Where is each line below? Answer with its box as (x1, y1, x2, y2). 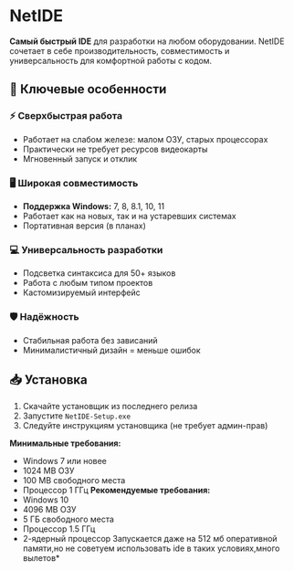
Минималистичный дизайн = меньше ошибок (22, 344, 201, 355)
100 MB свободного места (22, 475, 126, 486)
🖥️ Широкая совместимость (9, 176, 139, 189)
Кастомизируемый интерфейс (22, 287, 141, 298)
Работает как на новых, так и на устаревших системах (22, 210, 236, 221)
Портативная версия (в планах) (22, 220, 146, 231)
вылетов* (22, 553, 60, 564)
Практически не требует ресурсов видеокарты (22, 143, 208, 154)
